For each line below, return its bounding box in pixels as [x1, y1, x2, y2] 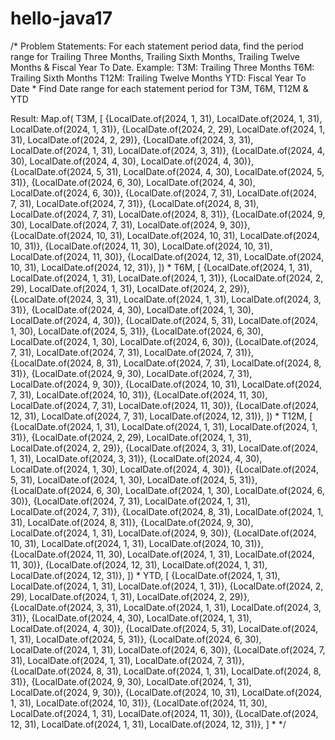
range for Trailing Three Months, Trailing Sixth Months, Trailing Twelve [10, 50, 300, 62]
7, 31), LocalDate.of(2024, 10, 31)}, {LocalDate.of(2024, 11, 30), [10, 388, 268, 401]
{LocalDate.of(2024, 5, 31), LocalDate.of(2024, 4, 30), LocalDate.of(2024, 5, [10, 165, 325, 177]
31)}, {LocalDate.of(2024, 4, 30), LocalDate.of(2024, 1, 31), [10, 612, 253, 624]
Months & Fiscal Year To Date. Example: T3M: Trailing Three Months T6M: [10, 61, 315, 73]
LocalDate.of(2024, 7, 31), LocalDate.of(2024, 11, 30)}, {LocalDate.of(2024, [10, 399, 320, 411]
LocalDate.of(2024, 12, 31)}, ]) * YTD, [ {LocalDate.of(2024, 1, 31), [10, 569, 281, 581]
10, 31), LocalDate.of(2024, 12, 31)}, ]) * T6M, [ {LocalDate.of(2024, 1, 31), [10, 261, 313, 273]
